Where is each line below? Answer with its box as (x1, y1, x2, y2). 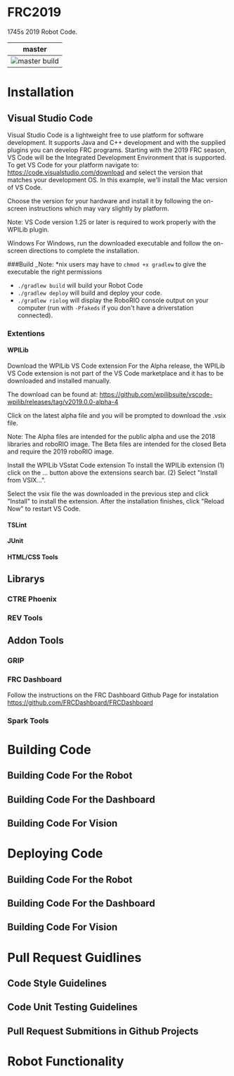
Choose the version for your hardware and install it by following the (7, 196, 202, 205)
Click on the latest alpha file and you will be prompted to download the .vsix (7, 411, 226, 420)
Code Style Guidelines (7, 977, 107, 989)
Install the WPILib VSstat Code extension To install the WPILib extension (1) (7, 461, 225, 470)
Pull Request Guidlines (7, 949, 142, 966)
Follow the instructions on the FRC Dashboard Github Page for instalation (7, 691, 219, 699)
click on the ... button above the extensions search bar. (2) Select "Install (7, 468, 218, 477)
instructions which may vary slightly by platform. (28, 204, 170, 212)
